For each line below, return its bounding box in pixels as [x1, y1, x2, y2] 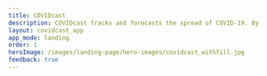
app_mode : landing [8, 33, 70, 42]
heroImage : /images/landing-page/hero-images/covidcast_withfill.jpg [8, 48, 245, 56]
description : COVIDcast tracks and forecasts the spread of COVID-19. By [8, 19, 260, 27]
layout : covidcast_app [8, 26, 84, 34]
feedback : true [8, 56, 59, 64]
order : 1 [8, 41, 38, 49]
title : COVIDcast [8, 11, 66, 20]
